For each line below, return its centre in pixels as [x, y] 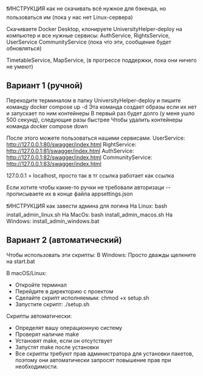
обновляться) [24, 48]
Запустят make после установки [57, 347]
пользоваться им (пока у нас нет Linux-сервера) [70, 17]
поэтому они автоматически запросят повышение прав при [93, 360]
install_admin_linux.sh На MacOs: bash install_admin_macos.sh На [90, 214]
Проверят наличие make [47, 334]
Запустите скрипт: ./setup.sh [52, 304]
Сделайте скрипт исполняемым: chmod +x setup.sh [82, 298]
